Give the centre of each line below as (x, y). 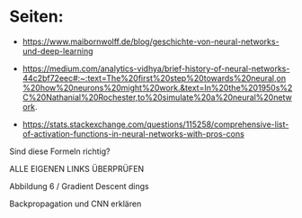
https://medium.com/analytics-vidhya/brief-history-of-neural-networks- (156, 68)
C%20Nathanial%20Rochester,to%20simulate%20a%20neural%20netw (157, 97)
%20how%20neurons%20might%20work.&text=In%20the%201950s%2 (157, 87)
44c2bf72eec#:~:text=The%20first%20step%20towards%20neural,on (154, 77)
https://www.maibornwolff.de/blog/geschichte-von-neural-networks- (151, 41)
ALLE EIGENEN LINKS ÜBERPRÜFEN (77, 168)
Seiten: (37, 17)
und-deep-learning (58, 50)
